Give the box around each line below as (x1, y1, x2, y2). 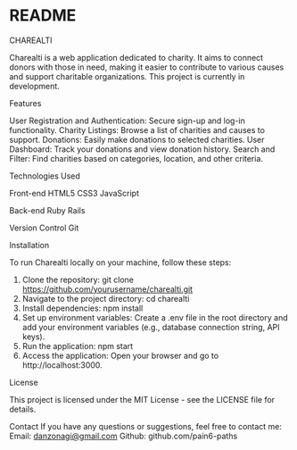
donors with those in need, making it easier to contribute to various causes (9, 62, 285, 72)
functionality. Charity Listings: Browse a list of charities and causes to (9, 124, 266, 135)
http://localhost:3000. (21, 359, 103, 371)
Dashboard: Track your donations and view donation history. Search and (9, 144, 276, 154)
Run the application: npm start (21, 340, 134, 351)
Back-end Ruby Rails (9, 204, 86, 215)
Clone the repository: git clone (21, 274, 134, 285)
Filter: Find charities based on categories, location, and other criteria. (9, 153, 263, 163)
